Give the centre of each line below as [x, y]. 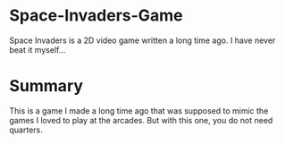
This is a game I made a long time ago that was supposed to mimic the [139, 110]
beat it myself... [38, 49]
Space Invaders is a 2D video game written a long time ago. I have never [142, 40]
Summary [46, 86]
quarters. [26, 130]
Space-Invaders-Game [96, 16]
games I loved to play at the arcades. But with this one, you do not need [141, 120]
